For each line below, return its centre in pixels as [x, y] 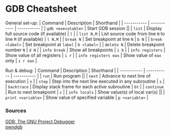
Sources [16, 111]
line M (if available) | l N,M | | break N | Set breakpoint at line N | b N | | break [84, 39]
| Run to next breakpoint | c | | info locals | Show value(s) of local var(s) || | [85, 92]
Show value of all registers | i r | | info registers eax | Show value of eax [83, 55]
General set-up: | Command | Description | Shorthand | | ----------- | [78, 23]
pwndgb [14, 127]
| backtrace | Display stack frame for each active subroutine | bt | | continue [84, 86]
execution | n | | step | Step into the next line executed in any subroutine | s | [85, 81]
